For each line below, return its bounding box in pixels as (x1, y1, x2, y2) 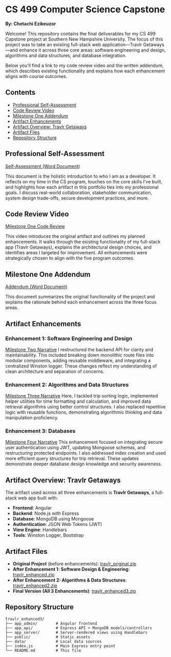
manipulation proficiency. (5, 415, 59, 421)
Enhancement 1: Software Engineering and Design (5, 335, 133, 342)
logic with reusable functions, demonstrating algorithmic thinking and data (5, 409, 162, 416)
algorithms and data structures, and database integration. (5, 52, 127, 59)
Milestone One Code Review (5, 223, 65, 230)
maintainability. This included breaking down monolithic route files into (5, 352, 154, 358)
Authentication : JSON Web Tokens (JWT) (12, 521, 102, 528)
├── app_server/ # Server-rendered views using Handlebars (5, 630, 147, 635)
